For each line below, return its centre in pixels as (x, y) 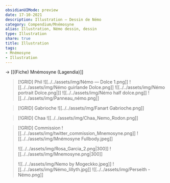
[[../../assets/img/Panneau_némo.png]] (58, 98)
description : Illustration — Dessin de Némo (53, 19)
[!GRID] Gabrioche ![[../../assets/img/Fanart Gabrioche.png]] (81, 108)
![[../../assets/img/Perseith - (121, 170)
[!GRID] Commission (39, 128)
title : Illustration (27, 43)
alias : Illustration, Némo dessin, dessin (51, 29)
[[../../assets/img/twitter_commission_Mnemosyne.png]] (77, 133)
